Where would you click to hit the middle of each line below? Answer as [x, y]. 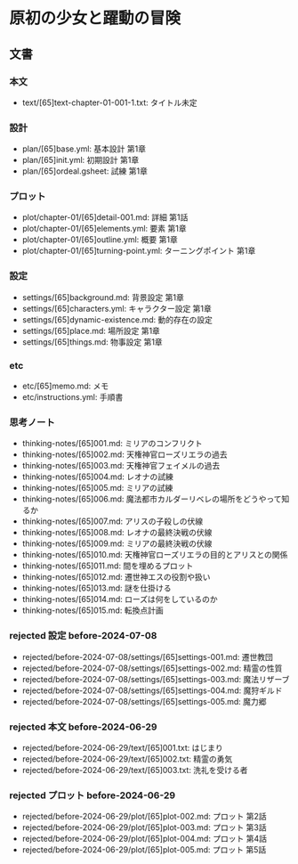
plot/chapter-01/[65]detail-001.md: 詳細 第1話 [105, 217]
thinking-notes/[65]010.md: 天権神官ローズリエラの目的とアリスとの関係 [155, 555]
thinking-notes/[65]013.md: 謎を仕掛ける [97, 588]
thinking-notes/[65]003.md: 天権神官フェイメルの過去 [121, 466]
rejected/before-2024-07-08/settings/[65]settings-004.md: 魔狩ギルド [152, 690]
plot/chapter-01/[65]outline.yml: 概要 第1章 [100, 240]
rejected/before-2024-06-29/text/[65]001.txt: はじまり [123, 747]
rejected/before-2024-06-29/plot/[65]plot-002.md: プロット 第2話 [144, 817]
